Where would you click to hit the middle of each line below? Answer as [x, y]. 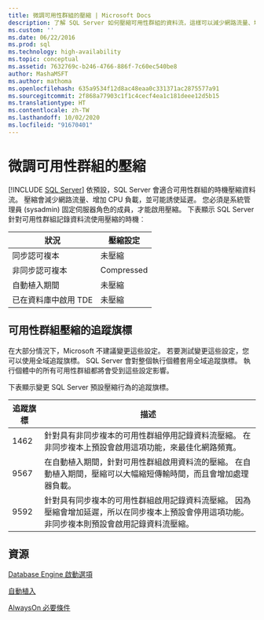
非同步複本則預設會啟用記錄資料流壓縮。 [119, 523]
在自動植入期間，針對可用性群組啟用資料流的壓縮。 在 [144, 462]
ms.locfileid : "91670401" [50, 125]
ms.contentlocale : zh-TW [49, 111]
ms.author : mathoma [40, 81]
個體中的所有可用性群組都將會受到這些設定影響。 [94, 370]
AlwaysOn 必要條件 [39, 608]
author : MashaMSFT [38, 74]
